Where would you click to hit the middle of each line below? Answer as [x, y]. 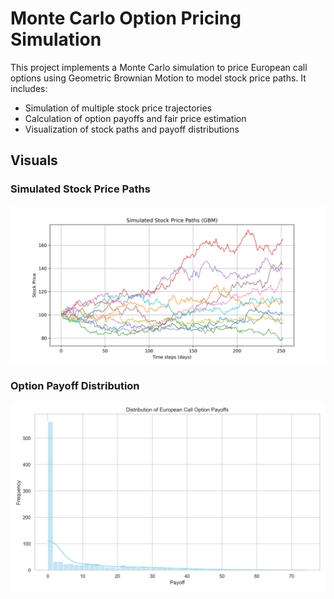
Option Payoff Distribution [75, 385]
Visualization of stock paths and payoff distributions [132, 129]
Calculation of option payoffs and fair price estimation [135, 118]
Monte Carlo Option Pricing [126, 18]
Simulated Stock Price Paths [80, 189]
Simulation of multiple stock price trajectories [118, 108]
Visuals [34, 160]
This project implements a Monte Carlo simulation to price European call [159, 67]
